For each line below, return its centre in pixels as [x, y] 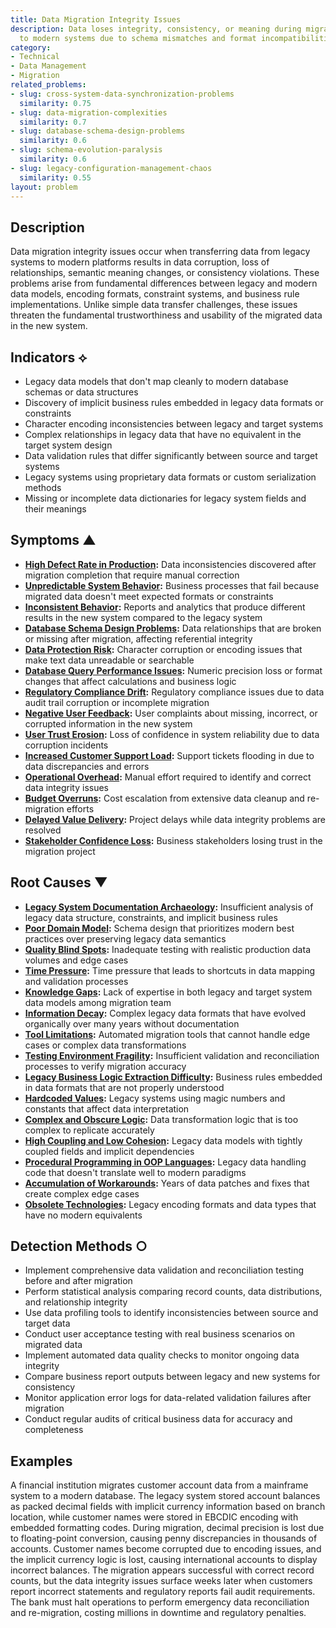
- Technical [35, 57]
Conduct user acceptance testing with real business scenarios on [160, 1334]
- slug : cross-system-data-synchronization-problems [122, 94]
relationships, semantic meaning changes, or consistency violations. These [165, 273]
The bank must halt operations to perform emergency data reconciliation [160, 1602]
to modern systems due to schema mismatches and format [138, 38]
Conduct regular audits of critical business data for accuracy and [158, 1419]
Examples [41, 1461]
